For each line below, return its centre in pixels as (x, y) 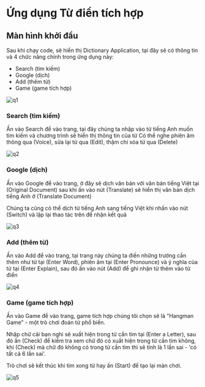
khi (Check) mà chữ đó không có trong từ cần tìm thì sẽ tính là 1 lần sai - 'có (102, 347)
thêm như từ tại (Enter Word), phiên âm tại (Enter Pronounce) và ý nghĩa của (102, 262)
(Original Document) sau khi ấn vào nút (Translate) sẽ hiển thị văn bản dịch (101, 190)
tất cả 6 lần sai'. (26, 354)
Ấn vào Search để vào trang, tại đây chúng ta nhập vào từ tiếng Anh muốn (100, 129)
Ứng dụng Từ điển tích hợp (75, 13)
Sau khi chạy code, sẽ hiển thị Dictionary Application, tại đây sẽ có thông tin (102, 50)
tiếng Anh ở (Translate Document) (49, 196)
